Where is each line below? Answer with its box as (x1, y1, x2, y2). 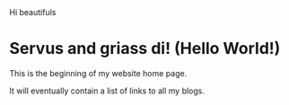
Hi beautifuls (9, 7, 57, 17)
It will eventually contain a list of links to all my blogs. (9, 85, 205, 96)
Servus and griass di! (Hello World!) (9, 39, 281, 59)
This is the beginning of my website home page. (9, 67, 188, 78)
